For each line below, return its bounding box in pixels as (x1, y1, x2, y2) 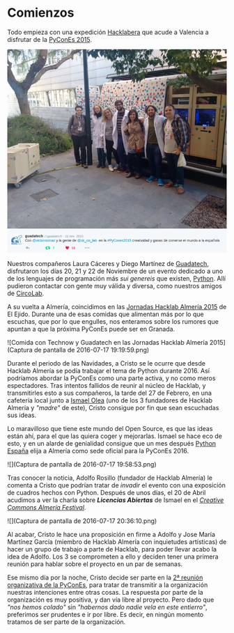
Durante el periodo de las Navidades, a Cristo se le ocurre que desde (7, 359, 205, 368)
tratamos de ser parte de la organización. (7, 618, 126, 626)
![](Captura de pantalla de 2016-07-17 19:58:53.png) (7, 460, 157, 469)
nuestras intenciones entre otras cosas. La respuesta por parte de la (7, 588, 203, 597)
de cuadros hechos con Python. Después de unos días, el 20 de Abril (7, 489, 206, 497)
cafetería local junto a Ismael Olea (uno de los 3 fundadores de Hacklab (7, 396, 213, 405)
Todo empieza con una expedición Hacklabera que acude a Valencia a (7, 28, 209, 36)
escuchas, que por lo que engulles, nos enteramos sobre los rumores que (7, 318, 219, 326)
